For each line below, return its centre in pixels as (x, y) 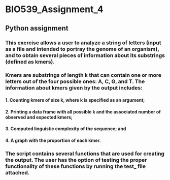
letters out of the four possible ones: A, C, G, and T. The (75, 81)
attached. (18, 172)
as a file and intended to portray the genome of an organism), (82, 49)
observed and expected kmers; (39, 117)
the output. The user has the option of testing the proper (76, 160)
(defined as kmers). (30, 62)
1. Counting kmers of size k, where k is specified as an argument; (75, 100)
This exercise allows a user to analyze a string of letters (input (83, 43)
